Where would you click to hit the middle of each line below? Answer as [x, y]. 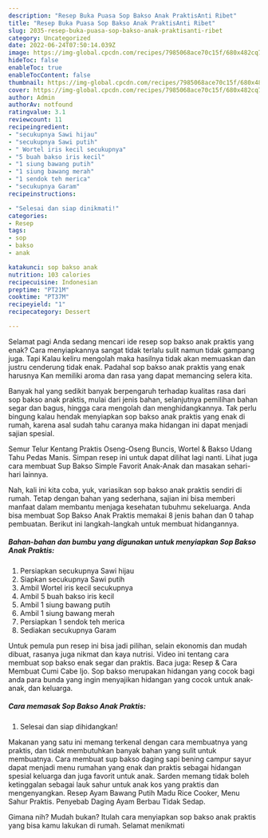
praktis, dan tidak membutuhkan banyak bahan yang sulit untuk [112, 750]
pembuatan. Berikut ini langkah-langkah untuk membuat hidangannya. [124, 523]
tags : [17, 231]
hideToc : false [33, 61]
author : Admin [32, 97]
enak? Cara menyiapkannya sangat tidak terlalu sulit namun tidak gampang [132, 350]
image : [19, 53]
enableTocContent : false [49, 75]
